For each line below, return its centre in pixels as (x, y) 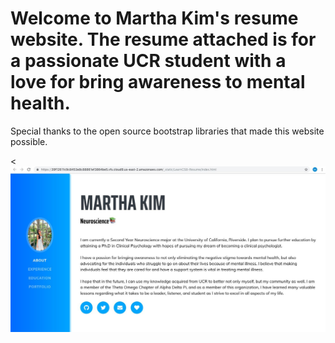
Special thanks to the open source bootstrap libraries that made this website (167, 131)
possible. (29, 141)
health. (40, 103)
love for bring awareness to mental (158, 82)
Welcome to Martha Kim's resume (154, 18)
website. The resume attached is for (163, 39)
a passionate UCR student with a (148, 61)
